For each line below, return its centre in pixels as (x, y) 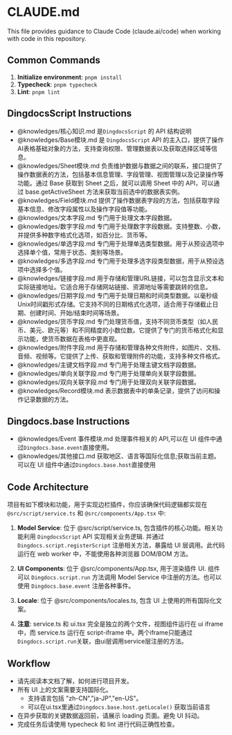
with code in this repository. (47, 38)
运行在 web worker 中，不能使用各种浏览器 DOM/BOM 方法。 (105, 554)
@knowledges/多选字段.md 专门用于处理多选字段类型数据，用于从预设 (117, 261)
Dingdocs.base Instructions (69, 421)
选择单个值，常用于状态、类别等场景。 (72, 252)
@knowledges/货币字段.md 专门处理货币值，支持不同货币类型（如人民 (117, 321)
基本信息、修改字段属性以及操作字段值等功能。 (84, 209)
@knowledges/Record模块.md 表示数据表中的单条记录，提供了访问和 (116, 390)
